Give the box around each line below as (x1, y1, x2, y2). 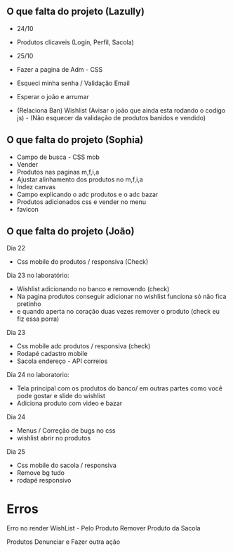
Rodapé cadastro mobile (16, 350, 88, 358)
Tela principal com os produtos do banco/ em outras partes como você (16, 384, 222, 393)
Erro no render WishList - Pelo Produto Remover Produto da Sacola (6, 524, 201, 533)
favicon (16, 205, 39, 213)
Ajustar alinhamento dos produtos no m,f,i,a (16, 175, 143, 184)
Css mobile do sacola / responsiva (16, 461, 116, 470)
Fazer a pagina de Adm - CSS (16, 65, 103, 73)
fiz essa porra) (16, 314, 60, 323)
